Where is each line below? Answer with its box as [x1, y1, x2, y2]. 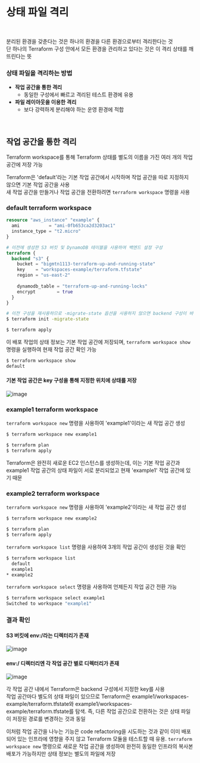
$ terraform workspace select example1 [6, 595, 105, 601]
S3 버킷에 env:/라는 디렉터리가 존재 [6, 631, 89, 639]
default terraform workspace [6, 204, 92, 212]
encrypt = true [17, 289, 73, 295]
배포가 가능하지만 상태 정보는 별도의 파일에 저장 [6, 751, 116, 758]
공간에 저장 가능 [6, 161, 43, 168]
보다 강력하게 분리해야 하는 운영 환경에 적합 [23, 106, 124, 113]
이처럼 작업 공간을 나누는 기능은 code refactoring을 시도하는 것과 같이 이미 [6, 728, 180, 735]
